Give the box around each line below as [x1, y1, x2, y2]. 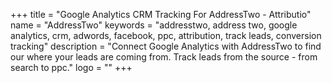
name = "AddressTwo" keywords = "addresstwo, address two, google [10, 19, 298, 31]
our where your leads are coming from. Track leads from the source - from [10, 51, 318, 63]
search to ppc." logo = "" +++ [10, 62, 133, 73]
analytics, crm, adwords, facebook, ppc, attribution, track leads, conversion [10, 30, 322, 41]
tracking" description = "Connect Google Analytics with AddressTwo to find [10, 40, 322, 52]
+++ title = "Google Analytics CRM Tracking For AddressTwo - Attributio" [10, 9, 312, 20]
